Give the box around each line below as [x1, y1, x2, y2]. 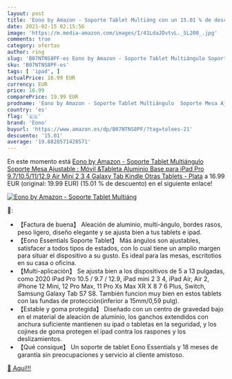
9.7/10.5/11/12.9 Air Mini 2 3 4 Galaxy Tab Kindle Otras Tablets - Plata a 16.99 [7, 172, 226, 180]
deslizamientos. [17, 335, 62, 343]
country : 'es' [7, 106, 48, 113]
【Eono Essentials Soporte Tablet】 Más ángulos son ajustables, [17, 236, 201, 245]
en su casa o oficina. [17, 259, 77, 267]
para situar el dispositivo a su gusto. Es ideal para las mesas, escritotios [17, 251, 222, 260]
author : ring [7, 49, 45, 56]
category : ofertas [7, 42, 60, 49]
